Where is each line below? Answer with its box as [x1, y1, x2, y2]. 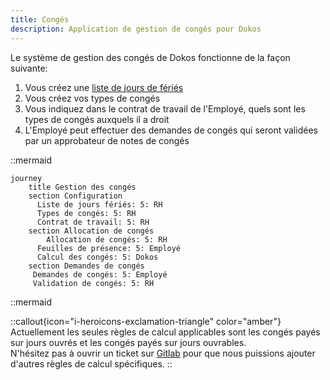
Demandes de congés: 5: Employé [32, 269, 168, 280]
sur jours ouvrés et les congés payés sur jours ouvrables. [10, 336, 247, 348]
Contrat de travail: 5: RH [36, 217, 150, 227]
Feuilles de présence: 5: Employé [36, 243, 182, 253]
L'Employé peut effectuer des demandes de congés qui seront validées [24, 124, 318, 136]
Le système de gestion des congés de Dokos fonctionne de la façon [10, 51, 291, 63]
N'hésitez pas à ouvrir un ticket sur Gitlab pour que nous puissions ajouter [10, 347, 316, 359]
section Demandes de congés [28, 261, 145, 271]
